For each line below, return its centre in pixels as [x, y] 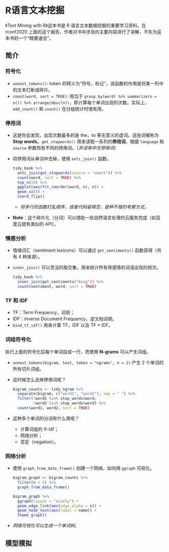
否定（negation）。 [39, 441]
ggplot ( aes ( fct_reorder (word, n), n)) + [60, 187]
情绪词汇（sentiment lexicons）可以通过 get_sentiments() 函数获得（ [85, 250]
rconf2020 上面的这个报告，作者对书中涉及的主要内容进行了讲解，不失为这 [83, 31]
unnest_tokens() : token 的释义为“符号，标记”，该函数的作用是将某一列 [86, 83]
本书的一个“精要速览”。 [30, 38]
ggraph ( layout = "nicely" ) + [48, 501]
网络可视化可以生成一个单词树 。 [46, 526]
